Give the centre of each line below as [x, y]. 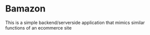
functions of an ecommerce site [39, 27]
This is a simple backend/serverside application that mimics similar [75, 22]
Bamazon [25, 9]
